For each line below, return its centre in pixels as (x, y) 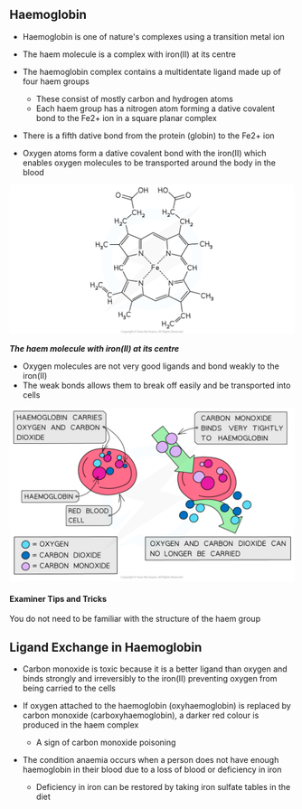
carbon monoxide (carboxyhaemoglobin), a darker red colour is (141, 715)
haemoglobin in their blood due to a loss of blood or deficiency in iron (152, 770)
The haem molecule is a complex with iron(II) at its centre (129, 54)
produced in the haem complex (80, 725)
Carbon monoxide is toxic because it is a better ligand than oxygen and (155, 669)
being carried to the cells (69, 688)
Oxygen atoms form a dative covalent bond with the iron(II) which (144, 153)
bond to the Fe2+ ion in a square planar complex (126, 118)
